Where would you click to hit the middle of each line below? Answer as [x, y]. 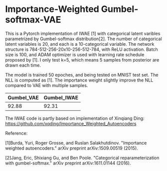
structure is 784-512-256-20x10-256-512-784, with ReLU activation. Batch [82, 49]
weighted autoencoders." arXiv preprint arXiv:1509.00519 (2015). [72, 148]
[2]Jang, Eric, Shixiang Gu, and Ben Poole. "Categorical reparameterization [82, 158]
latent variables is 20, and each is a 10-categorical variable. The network [80, 44]
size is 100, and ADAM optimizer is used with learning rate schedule [75, 54]
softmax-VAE [33, 20]
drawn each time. [23, 65]
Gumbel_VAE [23, 97]
